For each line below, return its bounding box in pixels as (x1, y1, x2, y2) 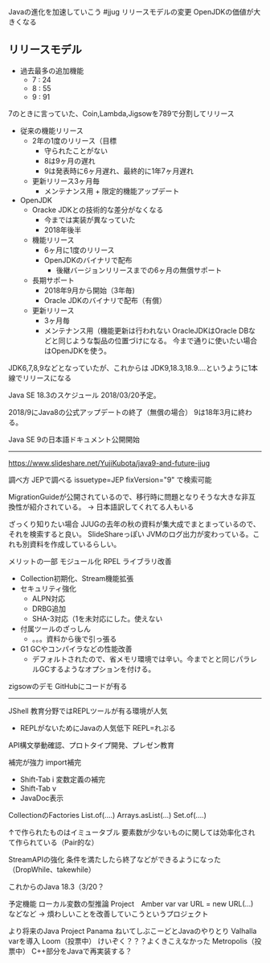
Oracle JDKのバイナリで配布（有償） (43, 295, 166, 305)
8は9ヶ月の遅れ (43, 156, 96, 165)
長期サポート (31, 275, 75, 284)
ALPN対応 (31, 593, 66, 603)
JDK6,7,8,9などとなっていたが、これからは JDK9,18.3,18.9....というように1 (8, 363, 252, 372)
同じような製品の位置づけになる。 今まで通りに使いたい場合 (58, 335, 258, 345)
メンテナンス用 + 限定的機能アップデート (43, 186, 180, 196)
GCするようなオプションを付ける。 (39, 664, 156, 674)
